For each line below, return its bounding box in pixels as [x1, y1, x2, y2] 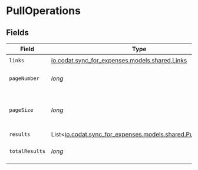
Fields [6, 28, 29, 38]
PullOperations [6, 4, 81, 18]
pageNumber [9, 75, 39, 82]
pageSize [9, 107, 34, 113]
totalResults [9, 148, 46, 154]
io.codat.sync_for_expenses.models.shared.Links [51, 56, 187, 64]
